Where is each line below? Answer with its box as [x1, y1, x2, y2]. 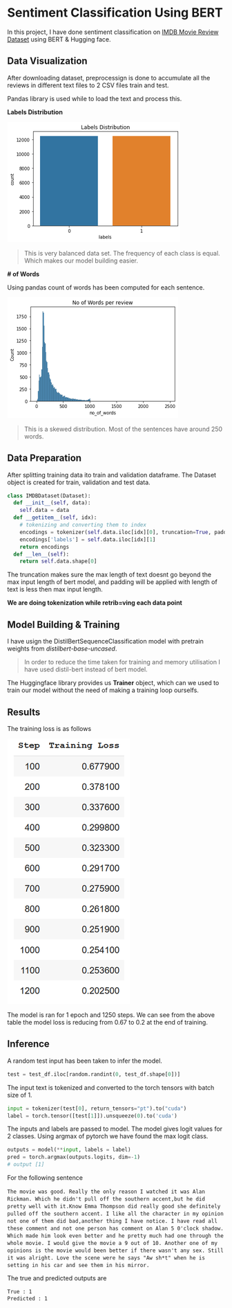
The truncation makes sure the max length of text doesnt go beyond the [7, 570, 212, 579]
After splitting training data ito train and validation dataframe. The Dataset [7, 470, 216, 479]
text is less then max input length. [7, 585, 103, 594]
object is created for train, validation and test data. [7, 478, 151, 486]
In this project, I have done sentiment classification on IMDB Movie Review [7, 28, 219, 36]
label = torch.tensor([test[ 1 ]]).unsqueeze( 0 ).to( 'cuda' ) [7, 1112, 177, 1120]
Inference [7, 1038, 50, 1050]
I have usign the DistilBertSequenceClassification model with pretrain [7, 637, 204, 646]
